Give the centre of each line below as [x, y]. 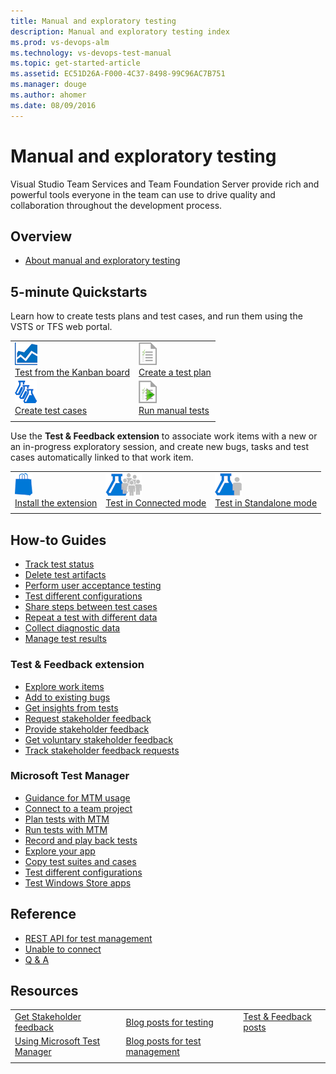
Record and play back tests [81, 840]
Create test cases [51, 411]
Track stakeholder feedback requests [102, 750]
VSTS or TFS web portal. [61, 327]
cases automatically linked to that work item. [102, 457]
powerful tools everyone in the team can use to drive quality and [143, 194]
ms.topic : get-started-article [75, 63]
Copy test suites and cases [80, 861]
